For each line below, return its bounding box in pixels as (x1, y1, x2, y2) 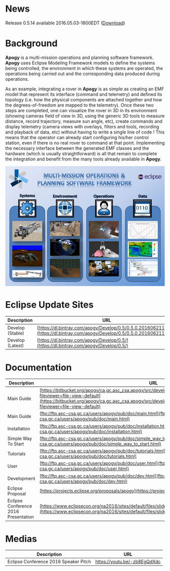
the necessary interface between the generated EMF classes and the (5, 145, 149, 151)
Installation (7, 426, 30, 431)
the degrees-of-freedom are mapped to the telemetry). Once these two (5, 102, 154, 108)
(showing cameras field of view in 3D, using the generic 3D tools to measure (5, 113, 165, 119)
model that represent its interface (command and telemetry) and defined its (5, 91, 162, 97)
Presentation (7, 514, 34, 520)
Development (7, 476, 35, 481)
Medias (5, 533, 37, 545)
